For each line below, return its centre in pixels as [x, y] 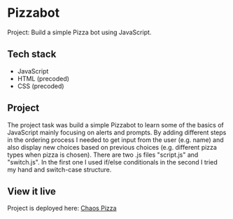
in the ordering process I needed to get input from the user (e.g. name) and [115, 140]
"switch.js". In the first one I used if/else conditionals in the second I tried [113, 162]
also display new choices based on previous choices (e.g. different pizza [112, 147]
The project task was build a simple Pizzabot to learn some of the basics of [115, 125]
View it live [31, 191]
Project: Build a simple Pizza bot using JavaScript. [79, 32]
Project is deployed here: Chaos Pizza [62, 209]
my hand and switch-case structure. [59, 169]
